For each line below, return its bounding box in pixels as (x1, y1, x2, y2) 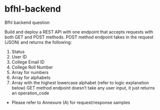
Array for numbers (11, 69, 49, 75)
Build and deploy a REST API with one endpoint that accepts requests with (4, 29, 154, 35)
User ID (11, 54, 27, 59)
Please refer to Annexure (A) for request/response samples (11, 99, 130, 105)
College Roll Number (11, 64, 53, 70)
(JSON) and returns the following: (4, 39, 72, 45)
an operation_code (11, 90, 50, 96)
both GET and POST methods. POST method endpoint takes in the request (4, 34, 154, 40)
